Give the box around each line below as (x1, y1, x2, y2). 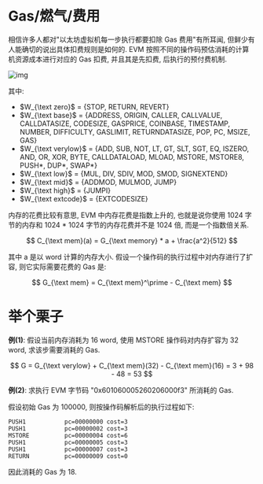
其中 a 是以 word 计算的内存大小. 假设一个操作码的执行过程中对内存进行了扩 (8, 252, 254, 261)
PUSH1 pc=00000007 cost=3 (8, 445, 128, 453)
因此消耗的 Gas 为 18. (8, 467, 77, 476)
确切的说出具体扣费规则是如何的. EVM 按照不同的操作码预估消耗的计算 (21, 44, 250, 54)
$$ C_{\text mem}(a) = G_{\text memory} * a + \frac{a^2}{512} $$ (26, 235, 238, 245)
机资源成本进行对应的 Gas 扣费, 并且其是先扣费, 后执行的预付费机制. (8, 54, 228, 64)
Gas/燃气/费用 (8, 7, 100, 25)
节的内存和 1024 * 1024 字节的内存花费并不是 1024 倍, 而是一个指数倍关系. (8, 220, 250, 229)
